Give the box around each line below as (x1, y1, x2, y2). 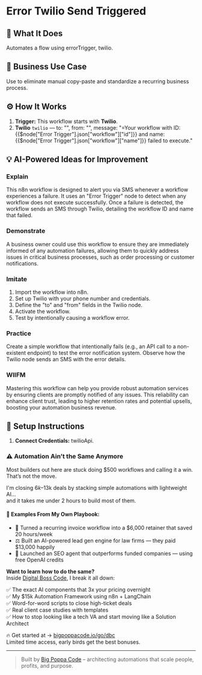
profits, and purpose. (20, 662, 73, 669)
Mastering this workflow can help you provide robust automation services (6, 384, 189, 391)
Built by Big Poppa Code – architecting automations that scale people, (20, 656, 194, 663)
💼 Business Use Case (6, 62, 87, 72)
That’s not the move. (6, 472, 57, 480)
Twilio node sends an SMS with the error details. (6, 356, 126, 363)
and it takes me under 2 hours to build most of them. (6, 496, 136, 504)
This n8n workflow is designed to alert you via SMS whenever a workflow (6, 186, 188, 194)
